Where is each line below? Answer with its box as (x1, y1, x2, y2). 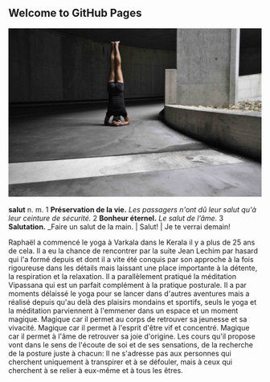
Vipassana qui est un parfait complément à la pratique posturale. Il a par (8, 280, 247, 290)
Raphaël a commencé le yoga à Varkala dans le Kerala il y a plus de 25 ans (8, 237, 256, 247)
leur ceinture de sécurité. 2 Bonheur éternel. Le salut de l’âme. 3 (8, 213, 224, 223)
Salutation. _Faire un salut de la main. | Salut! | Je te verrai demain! (8, 221, 231, 232)
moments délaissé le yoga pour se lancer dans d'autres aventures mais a (8, 289, 250, 298)
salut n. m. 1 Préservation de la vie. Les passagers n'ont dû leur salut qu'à (8, 204, 257, 214)
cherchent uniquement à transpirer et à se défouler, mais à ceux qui (8, 357, 233, 367)
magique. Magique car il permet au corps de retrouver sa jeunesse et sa (8, 314, 247, 324)
